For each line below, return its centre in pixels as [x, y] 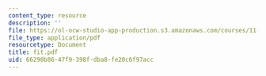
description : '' [35, 23]
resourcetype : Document [47, 45]
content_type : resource [47, 15]
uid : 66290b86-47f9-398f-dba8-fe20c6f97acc [81, 60]
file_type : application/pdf [55, 38]
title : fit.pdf [33, 52]
